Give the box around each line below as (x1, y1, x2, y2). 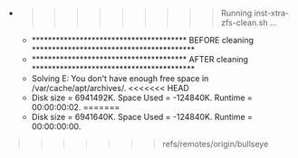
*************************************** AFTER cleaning (31, 54, 249, 64)
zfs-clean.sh (220, 17, 268, 28)
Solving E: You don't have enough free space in (31, 73, 209, 84)
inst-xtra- (253, 8, 290, 18)
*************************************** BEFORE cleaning (31, 35, 255, 45)
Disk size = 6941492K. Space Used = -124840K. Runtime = (31, 92, 254, 103)
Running (220, 8, 253, 18)
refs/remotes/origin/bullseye (162, 139, 269, 149)
